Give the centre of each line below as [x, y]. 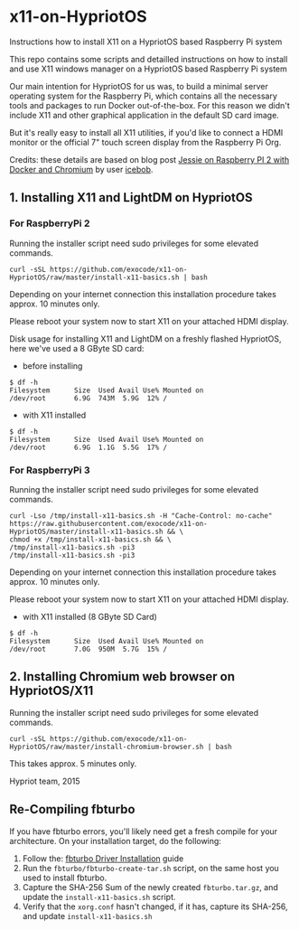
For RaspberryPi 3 [50, 470]
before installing [52, 366]
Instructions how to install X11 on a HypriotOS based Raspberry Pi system [146, 42]
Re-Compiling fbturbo [72, 809]
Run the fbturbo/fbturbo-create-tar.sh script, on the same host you [151, 868]
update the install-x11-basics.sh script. [99, 897]
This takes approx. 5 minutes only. [73, 763]
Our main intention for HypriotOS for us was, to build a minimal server [139, 86]
